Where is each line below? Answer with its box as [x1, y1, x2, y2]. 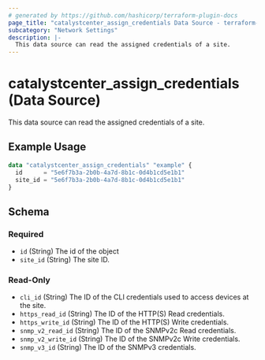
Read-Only [8, 274, 51, 285]
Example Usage [8, 140, 87, 154]
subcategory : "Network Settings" [8, 26, 118, 34]
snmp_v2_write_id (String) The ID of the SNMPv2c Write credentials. [19, 334, 241, 343]
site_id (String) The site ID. [19, 255, 110, 265]
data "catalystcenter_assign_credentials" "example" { [8, 161, 192, 169]
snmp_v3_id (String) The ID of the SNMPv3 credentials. [19, 343, 196, 352]
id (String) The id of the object [19, 247, 120, 256]
